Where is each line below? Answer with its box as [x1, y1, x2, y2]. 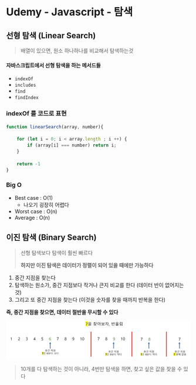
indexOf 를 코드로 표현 [6, 110, 67, 118]
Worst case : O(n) [14, 207, 58, 214]
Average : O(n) [14, 214, 50, 221]
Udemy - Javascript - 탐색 [6, 5, 133, 19]
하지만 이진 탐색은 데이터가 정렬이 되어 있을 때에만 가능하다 [20, 261, 154, 268]
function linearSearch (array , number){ [6, 124, 104, 130]
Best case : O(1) [14, 194, 53, 201]
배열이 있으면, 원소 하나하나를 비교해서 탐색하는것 [20, 47, 134, 54]
